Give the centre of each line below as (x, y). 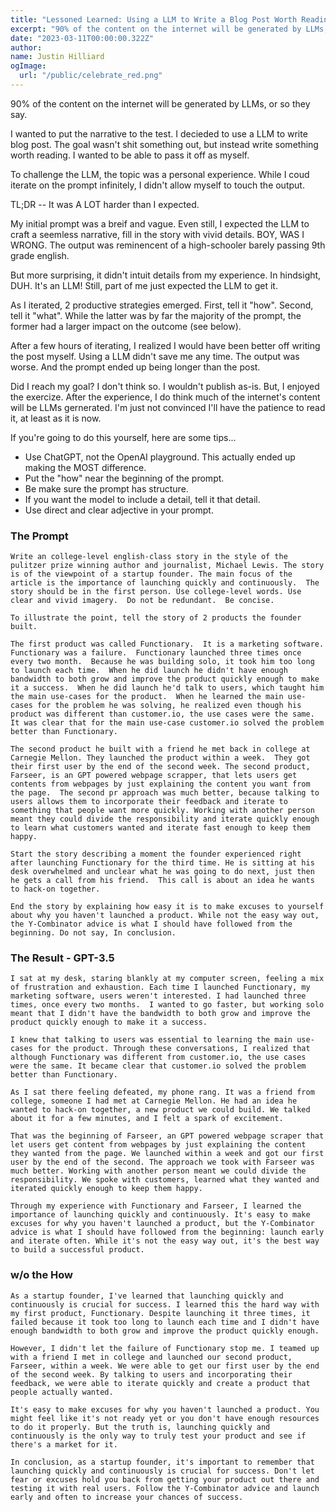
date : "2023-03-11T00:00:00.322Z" (82, 38)
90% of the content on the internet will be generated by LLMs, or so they (160, 103)
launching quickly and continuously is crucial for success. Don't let (162, 1471)
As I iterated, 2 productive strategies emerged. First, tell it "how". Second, (162, 305)
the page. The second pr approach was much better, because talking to (165, 793)
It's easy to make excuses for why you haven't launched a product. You (165, 1409)
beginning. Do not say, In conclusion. (93, 933)
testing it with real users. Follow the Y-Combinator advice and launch (165, 1488)
